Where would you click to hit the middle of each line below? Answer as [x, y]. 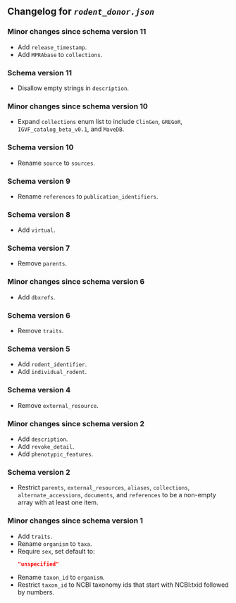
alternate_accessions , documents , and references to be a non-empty [117, 495]
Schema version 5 [39, 349]
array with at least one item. [58, 502]
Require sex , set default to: [56, 551]
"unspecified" [38, 564]
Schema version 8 [39, 214]
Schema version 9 [39, 181]
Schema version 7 [39, 248]
